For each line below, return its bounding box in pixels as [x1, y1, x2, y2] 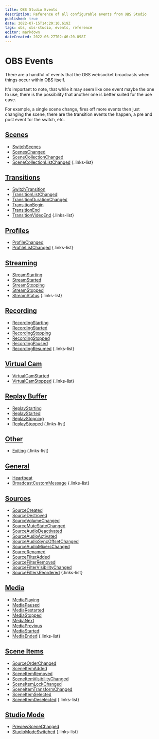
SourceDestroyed [12, 512, 48, 518]
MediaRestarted [12, 607, 44, 613]
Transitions [5, 174, 40, 182]
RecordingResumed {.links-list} [12, 346, 74, 351]
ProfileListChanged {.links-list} [12, 245, 74, 251]
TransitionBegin [12, 202, 44, 208]
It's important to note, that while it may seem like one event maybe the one [5, 86, 155, 92]
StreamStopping [12, 282, 45, 288]
